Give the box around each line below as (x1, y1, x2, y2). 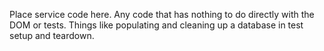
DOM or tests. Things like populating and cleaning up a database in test (9, 19, 304, 31)
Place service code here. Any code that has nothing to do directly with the (9, 9, 315, 20)
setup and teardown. (9, 30, 95, 41)
